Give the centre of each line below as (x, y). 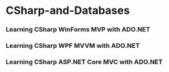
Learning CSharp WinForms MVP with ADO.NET (78, 30)
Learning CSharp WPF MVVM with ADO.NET (73, 46)
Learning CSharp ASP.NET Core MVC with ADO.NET (84, 62)
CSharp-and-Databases (68, 11)
